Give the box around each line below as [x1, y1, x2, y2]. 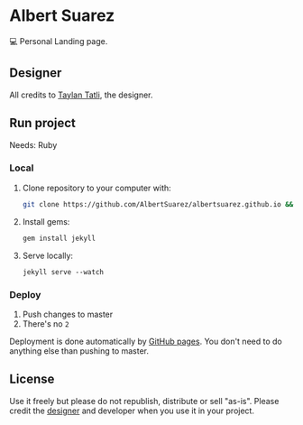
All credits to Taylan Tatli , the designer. [9, 89, 153, 100]
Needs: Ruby [9, 139, 58, 150]
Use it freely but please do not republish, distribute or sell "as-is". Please [9, 395, 280, 406]
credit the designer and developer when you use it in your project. [9, 405, 255, 416]
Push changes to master [22, 309, 114, 319]
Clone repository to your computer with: [22, 182, 171, 193]
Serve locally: [22, 250, 74, 261]
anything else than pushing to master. [9, 345, 150, 356]
